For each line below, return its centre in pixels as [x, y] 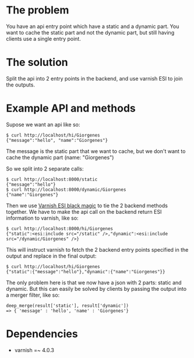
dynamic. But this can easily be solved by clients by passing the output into [96, 289]
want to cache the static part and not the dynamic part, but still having [90, 32]
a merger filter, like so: [33, 295]
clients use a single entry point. [44, 39]
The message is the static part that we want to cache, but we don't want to [96, 151]
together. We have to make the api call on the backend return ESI [84, 211]
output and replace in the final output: [51, 256]
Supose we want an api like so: [43, 124]
